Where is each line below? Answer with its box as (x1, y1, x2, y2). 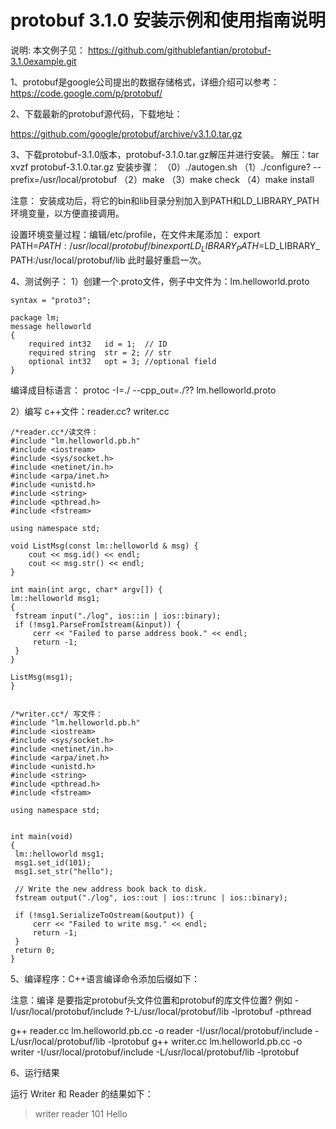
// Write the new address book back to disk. (14, 884, 208, 894)
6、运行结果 (10, 1066, 60, 1078)
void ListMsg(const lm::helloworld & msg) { (10, 541, 199, 551)
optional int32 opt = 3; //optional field (28, 356, 217, 366)
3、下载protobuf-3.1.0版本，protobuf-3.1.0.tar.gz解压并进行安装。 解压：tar (10, 148, 320, 160)
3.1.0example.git (10, 55, 77, 67)
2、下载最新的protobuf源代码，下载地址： (10, 107, 183, 120)
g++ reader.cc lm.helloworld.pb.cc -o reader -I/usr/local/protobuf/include (10, 1024, 313, 1036)
